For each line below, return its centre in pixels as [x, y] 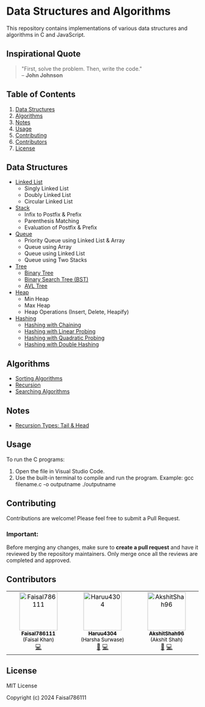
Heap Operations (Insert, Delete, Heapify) [77, 312]
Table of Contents [41, 94]
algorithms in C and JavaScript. [46, 34]
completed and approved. [39, 560]
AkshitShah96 [167, 633]
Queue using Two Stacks [56, 260]
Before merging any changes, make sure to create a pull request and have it [102, 547]
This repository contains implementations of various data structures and [97, 28]
